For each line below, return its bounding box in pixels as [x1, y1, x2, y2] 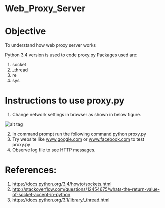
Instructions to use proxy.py [5, 95, 125, 106]
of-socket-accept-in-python [12, 192, 71, 197]
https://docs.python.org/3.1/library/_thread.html [12, 197, 110, 203]
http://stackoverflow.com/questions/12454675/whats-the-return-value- [12, 186, 160, 192]
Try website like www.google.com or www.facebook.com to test [12, 136, 145, 142]
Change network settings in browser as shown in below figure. [12, 112, 141, 118]
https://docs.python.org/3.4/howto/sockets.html [12, 181, 112, 187]
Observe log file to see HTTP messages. [12, 147, 96, 153]
